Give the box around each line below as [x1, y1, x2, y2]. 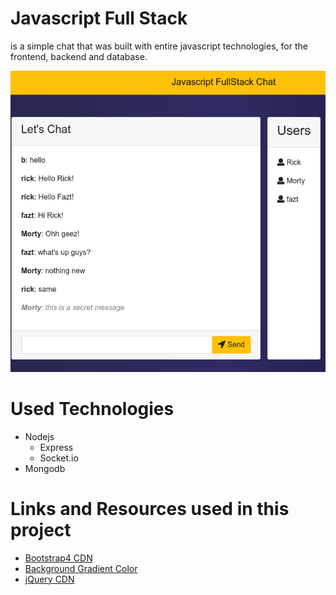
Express [39, 441, 74, 453]
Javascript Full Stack [10, 7, 188, 30]
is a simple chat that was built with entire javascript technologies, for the [10, 40, 308, 52]
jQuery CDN [24, 573, 75, 585]
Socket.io [39, 452, 79, 464]
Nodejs [24, 430, 55, 442]
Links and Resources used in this [10, 497, 290, 520]
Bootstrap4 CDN [24, 552, 93, 564]
